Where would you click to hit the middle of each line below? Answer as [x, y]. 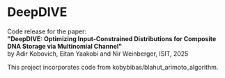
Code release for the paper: [47, 31]
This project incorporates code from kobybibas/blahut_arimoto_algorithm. [113, 67]
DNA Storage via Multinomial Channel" [65, 46]
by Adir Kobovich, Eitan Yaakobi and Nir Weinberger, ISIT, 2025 [98, 54]
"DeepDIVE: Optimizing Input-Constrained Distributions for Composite [112, 38]
